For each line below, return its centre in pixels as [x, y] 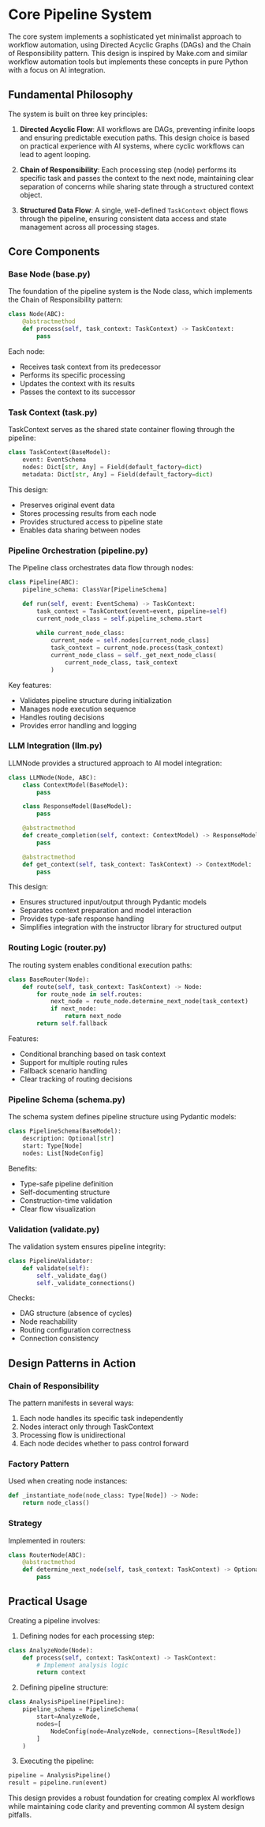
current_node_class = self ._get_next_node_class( [133, 655]
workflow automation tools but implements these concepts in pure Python [128, 62]
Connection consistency [59, 1338]
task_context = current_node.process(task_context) [137, 648]
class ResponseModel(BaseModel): [77, 806]
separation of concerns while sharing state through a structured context [136, 186]
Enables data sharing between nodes [80, 530]
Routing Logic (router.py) [57, 948]
